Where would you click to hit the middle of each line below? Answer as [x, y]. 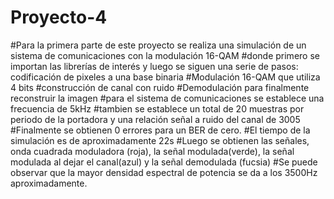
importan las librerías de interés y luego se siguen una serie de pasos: [154, 66]
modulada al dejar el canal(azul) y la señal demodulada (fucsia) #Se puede [164, 162]
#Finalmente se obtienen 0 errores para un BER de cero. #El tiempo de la [160, 130]
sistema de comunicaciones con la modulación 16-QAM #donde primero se [165, 55]
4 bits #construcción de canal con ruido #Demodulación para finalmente [160, 87]
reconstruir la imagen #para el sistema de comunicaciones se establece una [167, 98]
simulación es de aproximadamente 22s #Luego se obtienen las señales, [160, 140]
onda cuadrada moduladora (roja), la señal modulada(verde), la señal [152, 151]
